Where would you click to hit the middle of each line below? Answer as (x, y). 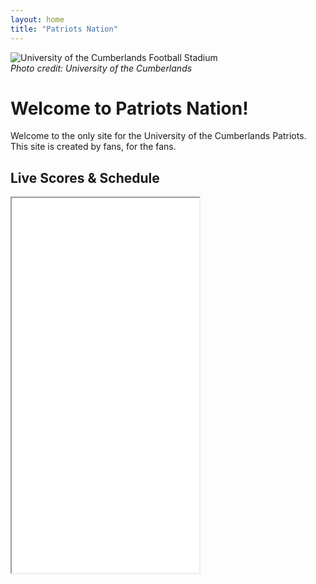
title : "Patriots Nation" (64, 29)
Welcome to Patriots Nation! (129, 108)
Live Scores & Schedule (85, 177)
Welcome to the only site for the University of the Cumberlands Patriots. (158, 136)
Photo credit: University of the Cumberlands (101, 68)
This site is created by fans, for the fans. (93, 147)
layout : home (37, 19)
